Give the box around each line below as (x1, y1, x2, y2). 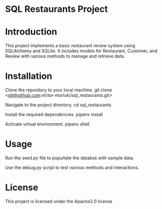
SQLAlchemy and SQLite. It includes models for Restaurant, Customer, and (5, 48, 158, 54)
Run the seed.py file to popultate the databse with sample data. (5, 155, 135, 161)
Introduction (5, 26, 57, 38)
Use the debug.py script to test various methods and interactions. (5, 165, 139, 170)
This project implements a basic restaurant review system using (5, 43, 135, 49)
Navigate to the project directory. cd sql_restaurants (5, 102, 111, 108)
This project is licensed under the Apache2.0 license (5, 198, 112, 204)
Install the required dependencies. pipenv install (5, 112, 103, 118)
